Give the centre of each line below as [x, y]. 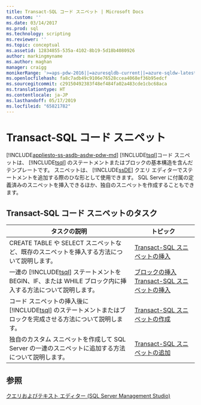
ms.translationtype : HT [36, 90]
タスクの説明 [69, 232]
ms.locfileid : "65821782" [38, 106]
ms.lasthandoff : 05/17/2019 [41, 100]
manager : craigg [26, 67]
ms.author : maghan [29, 62]
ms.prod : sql [22, 28]
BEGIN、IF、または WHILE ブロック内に [65, 281]
